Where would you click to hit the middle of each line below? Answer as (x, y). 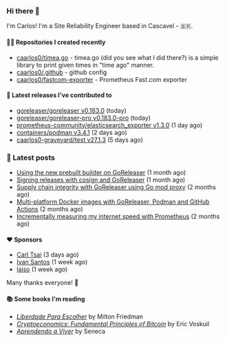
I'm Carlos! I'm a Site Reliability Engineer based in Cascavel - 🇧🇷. (100, 26)
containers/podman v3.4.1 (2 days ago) (72, 132)
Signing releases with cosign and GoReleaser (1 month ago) (101, 180)
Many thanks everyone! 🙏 (43, 283)
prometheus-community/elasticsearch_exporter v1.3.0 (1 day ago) (109, 125)
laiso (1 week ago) (42, 269)
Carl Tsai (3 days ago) (48, 255)
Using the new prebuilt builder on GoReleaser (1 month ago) (101, 172)
